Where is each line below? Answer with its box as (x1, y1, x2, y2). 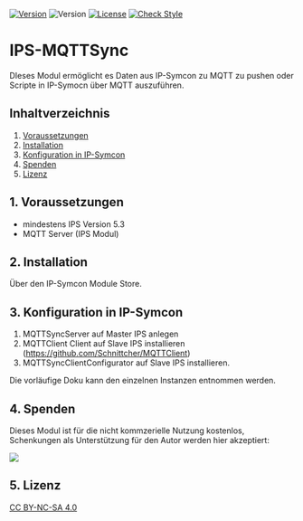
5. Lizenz (9, 478, 62, 493)
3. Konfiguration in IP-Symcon (9, 304, 184, 320)
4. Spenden (9, 401, 76, 416)
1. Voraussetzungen (9, 194, 124, 210)
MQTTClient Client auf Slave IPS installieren (22, 338, 185, 349)
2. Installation (9, 254, 89, 270)
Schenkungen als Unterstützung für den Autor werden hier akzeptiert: (9, 435, 270, 445)
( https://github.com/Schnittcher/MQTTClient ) (22, 348, 191, 359)
